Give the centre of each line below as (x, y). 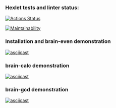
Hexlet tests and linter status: (42, 8)
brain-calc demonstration (37, 66)
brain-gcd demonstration (37, 89)
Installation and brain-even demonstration (58, 41)
